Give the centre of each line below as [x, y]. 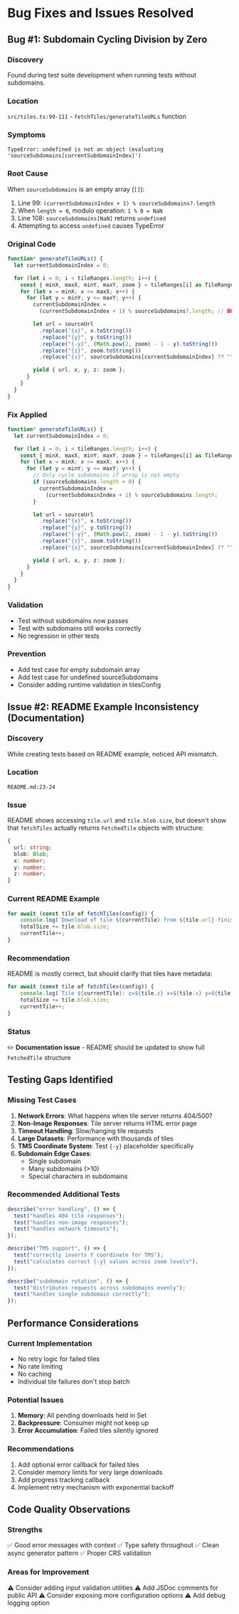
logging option [28, 1603]
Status [19, 1031]
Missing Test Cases [42, 1100]
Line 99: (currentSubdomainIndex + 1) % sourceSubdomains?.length [116, 203]
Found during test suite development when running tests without [102, 75]
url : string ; [33, 848]
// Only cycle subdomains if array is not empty [106, 475]
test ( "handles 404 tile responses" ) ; [70, 1216]
